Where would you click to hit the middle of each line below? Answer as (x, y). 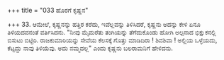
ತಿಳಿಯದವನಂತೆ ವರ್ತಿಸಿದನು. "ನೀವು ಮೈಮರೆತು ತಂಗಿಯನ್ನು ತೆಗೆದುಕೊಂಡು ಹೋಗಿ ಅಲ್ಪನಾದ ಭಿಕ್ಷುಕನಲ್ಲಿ (112, 32)
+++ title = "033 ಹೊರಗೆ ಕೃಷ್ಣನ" (48, 10)
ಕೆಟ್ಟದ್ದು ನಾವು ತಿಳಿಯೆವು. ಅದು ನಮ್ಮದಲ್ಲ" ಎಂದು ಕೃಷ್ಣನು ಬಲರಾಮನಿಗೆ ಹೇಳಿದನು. (90, 48)
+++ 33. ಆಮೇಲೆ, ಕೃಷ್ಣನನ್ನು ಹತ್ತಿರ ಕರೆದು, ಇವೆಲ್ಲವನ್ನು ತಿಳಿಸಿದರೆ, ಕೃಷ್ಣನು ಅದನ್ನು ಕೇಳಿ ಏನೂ (104, 24)
